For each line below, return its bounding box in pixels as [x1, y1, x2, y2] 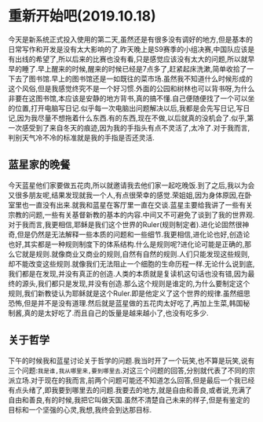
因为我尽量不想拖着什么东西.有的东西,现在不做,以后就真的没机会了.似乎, [16, 113, 247, 123]
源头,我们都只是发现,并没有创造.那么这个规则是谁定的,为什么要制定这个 [21, 278, 250, 288]
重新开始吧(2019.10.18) [8, 7, 157, 25]
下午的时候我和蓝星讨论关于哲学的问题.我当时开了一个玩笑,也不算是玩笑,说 [8, 355, 249, 365]
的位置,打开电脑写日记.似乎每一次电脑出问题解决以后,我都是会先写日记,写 [8, 103, 243, 112]
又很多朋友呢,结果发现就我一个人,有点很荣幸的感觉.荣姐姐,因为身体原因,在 [8, 190, 246, 200]
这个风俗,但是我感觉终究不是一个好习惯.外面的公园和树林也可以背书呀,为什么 [8, 83, 255, 93]
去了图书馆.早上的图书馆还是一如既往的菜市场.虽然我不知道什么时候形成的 [14, 74, 254, 83]
